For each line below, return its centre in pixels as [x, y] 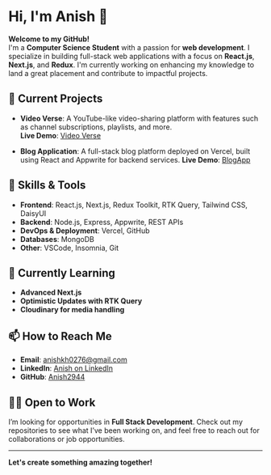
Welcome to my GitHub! [49, 39]
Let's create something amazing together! [81, 462]
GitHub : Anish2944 [52, 377]
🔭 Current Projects [56, 99]
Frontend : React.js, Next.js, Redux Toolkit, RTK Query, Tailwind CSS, [134, 205]
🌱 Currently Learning [62, 273]
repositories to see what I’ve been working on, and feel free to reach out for [134, 430]
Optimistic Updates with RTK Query [81, 301]
